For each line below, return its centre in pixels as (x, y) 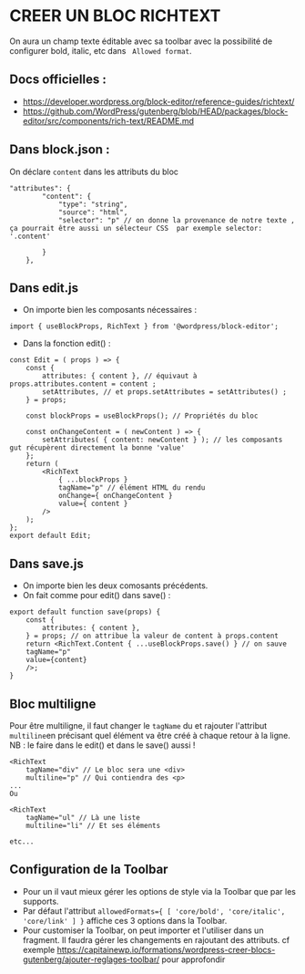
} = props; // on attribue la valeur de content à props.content (152, 636)
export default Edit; (51, 536)
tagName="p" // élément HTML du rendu (132, 488)
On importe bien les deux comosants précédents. (115, 585)
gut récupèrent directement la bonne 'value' (97, 448)
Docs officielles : (58, 80)
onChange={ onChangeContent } (115, 496)
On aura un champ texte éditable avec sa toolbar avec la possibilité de (141, 41)
